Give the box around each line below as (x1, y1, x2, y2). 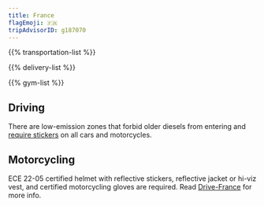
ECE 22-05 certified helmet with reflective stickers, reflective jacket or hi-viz (8, 174, 257, 183)
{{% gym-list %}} (8, 78, 65, 87)
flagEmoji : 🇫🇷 (8, 19, 58, 27)
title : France (8, 11, 55, 20)
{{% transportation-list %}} (8, 48, 96, 57)
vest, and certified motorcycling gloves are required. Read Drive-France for (8, 182, 252, 191)
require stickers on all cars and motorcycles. (8, 131, 152, 140)
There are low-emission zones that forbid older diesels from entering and (8, 122, 246, 131)
